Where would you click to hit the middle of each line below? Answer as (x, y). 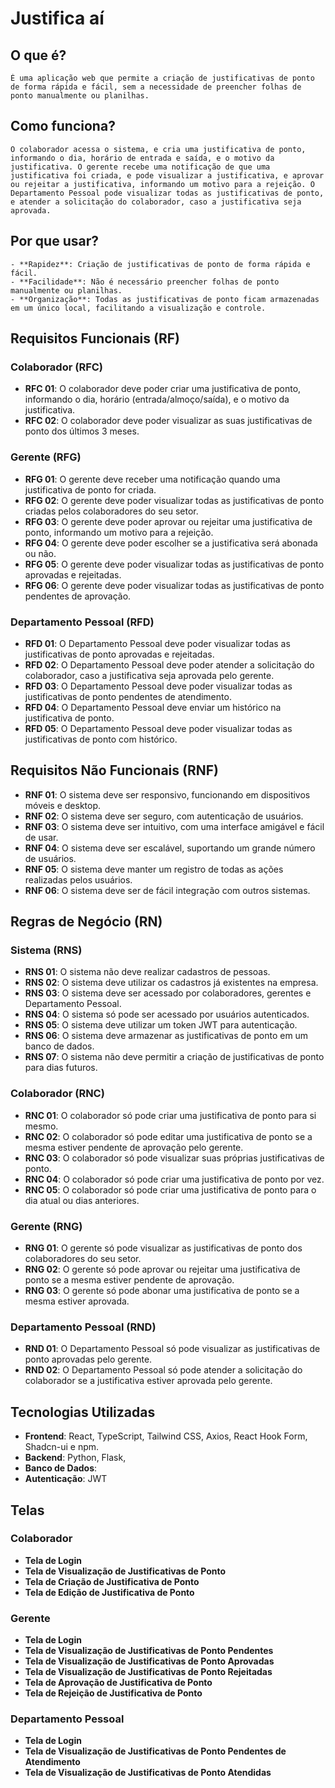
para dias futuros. (61, 1068)
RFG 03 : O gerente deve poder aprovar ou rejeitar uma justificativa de (168, 521)
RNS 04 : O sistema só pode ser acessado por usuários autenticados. (167, 1014)
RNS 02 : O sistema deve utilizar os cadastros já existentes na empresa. (171, 983)
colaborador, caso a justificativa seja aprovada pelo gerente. (149, 675)
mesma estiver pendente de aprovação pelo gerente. (134, 1147)
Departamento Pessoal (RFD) (82, 622)
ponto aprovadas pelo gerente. (88, 1359)
